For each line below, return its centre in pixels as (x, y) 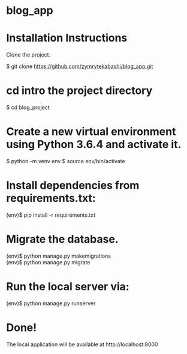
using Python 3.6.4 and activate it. (94, 144)
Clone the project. (28, 55)
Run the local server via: (68, 287)
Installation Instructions (67, 38)
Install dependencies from (73, 186)
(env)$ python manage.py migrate (49, 262)
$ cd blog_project (28, 107)
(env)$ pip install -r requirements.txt (51, 215)
